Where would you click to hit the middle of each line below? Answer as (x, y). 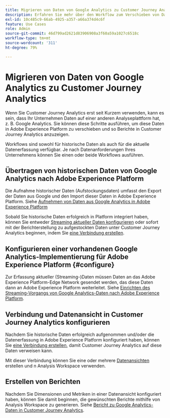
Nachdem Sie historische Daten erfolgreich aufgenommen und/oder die (80, 334)
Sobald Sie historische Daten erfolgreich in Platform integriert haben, (77, 217)
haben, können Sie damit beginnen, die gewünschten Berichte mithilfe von (83, 399)
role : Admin (18, 29)
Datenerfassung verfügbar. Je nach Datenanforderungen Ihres (70, 149)
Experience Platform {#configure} (60, 265)
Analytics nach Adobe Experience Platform (75, 179)
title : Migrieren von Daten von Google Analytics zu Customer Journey (81, 10)
